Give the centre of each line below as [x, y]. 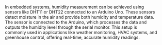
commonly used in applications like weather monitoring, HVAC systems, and [81, 32]
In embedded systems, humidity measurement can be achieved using [74, 7]
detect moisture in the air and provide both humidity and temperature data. [80, 17]
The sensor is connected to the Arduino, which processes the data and [76, 22]
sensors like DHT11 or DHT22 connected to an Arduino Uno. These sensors [80, 12]
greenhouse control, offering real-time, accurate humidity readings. [72, 37]
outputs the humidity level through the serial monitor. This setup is [71, 27]
